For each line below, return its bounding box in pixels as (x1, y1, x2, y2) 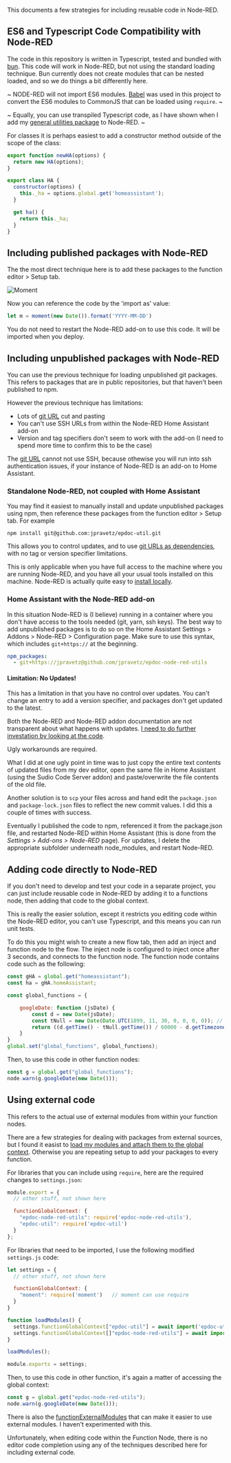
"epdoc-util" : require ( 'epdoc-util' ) (19, 1221, 128, 1228)
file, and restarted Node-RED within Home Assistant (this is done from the (7, 829, 217, 837)
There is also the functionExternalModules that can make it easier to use (7, 1413, 212, 1421)
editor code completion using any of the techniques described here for (7, 1440, 208, 1449)
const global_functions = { (7, 992, 88, 999)
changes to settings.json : (7, 1175, 82, 1183)
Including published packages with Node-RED (7, 247, 208, 259)
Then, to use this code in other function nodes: (7, 1055, 140, 1064)
